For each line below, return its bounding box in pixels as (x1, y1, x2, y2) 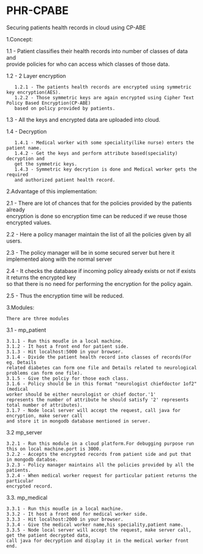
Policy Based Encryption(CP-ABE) (6, 100, 91, 106)
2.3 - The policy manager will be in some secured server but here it (6, 249, 175, 256)
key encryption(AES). (6, 89, 61, 95)
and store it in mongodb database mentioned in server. (6, 418, 151, 424)
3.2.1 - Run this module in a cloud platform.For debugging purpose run (6, 440, 194, 447)
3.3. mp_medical (6, 494, 47, 501)
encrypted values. (6, 219, 52, 226)
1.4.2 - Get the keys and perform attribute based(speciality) (14, 150, 178, 156)
